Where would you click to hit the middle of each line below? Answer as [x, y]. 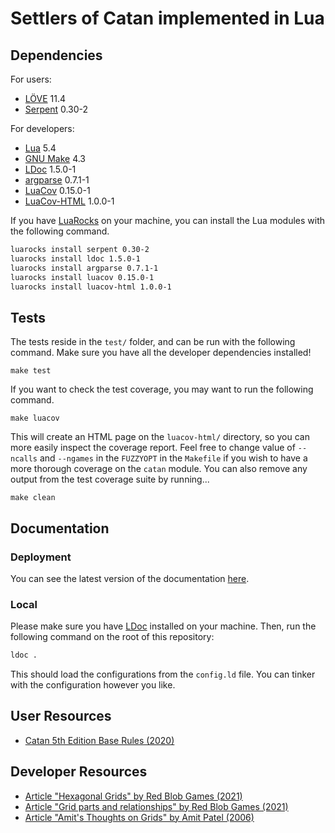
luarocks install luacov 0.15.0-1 [82, 277]
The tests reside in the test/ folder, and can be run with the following [153, 342]
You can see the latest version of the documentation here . [130, 578]
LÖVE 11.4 [45, 98]
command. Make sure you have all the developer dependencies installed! [161, 353]
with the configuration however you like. [93, 685]
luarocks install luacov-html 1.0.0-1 [91, 287]
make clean [33, 498]
